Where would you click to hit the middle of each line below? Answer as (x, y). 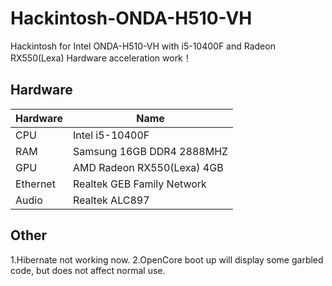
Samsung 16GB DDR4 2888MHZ (150, 151)
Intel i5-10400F (111, 135)
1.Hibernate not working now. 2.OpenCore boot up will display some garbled (167, 259)
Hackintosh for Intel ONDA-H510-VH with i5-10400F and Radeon (143, 46)
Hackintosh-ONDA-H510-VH (131, 18)
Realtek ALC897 (111, 200)
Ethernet (35, 184)
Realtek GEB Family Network (139, 184)
